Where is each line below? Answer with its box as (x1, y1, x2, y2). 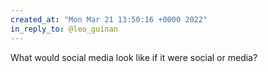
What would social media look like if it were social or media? (10, 51, 258, 63)
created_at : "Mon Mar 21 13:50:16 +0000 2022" (10, 14, 208, 25)
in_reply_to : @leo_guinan (10, 24, 118, 34)
